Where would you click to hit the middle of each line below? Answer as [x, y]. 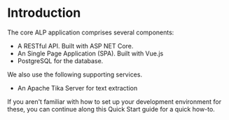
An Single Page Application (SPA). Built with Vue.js [90, 53]
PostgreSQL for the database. [60, 60]
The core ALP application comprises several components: [91, 32]
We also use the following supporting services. [75, 74]
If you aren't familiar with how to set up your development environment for [114, 101]
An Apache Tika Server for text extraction [77, 88]
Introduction [44, 13]
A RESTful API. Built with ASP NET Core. [75, 46]
